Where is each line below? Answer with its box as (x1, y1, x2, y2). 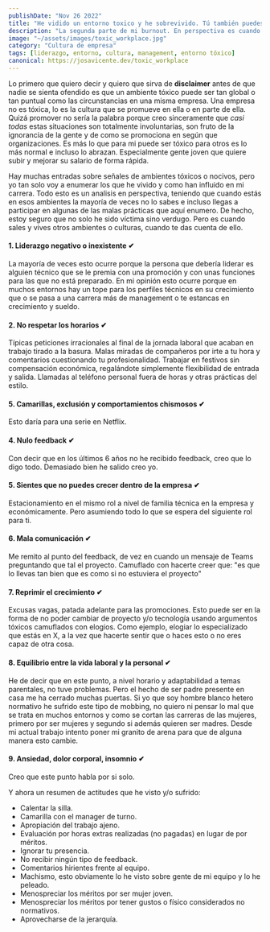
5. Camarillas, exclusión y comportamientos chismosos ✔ (8, 399, 205, 409)
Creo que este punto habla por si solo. (8, 772, 135, 781)
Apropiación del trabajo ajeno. (19, 820, 121, 830)
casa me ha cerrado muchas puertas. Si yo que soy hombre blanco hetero (8, 693, 254, 703)
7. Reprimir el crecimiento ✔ (8, 587, 103, 596)
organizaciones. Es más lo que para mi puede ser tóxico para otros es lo (8, 138, 247, 148)
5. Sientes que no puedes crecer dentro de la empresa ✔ (8, 480, 200, 490)
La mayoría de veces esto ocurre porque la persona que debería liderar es (8, 259, 255, 269)
